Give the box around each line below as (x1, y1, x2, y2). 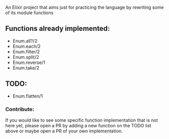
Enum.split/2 (12, 54, 39, 60)
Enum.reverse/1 (12, 59, 46, 65)
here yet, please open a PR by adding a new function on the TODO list (5, 122, 151, 128)
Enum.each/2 (12, 43, 41, 49)
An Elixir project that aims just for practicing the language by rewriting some (5, 5, 164, 10)
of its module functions (5, 10, 54, 16)
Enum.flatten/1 (12, 93, 43, 99)
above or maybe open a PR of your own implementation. (5, 128, 123, 134)
